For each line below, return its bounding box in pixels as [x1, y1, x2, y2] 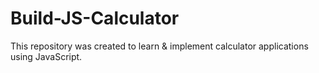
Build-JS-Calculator [10, 7, 180, 30]
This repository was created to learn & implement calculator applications [10, 40, 309, 52]
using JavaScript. [10, 50, 83, 62]
